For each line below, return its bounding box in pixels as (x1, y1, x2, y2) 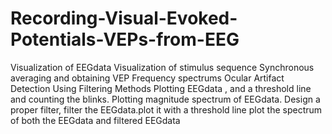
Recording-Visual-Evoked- (10, 7, 238, 30)
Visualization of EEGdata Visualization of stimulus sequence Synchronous (10, 61, 315, 73)
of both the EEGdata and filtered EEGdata (10, 114, 181, 126)
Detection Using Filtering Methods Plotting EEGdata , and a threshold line (10, 82, 312, 94)
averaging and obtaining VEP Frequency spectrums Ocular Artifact (10, 72, 285, 84)
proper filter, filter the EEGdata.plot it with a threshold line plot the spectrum (10, 103, 323, 116)
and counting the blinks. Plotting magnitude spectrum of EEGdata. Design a (10, 93, 321, 105)
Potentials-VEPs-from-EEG (10, 28, 240, 51)
